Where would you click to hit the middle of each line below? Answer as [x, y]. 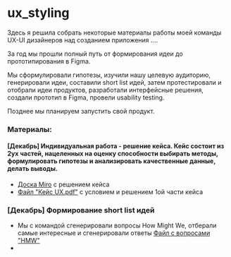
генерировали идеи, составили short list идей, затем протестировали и [114, 82]
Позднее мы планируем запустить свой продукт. [81, 111]
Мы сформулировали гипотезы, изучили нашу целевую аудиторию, [109, 75]
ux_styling [38, 13]
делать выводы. [32, 169]
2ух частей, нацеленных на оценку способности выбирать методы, [113, 154]
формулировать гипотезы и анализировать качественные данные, [112, 161]
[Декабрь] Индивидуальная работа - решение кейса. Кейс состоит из [115, 146]
